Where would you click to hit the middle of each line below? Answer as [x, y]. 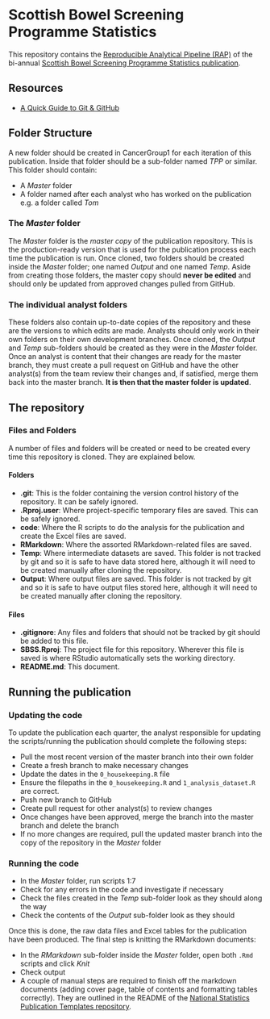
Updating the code [46, 715]
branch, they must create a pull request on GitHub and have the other [124, 365]
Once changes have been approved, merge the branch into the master [137, 816]
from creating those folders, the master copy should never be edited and [130, 275]
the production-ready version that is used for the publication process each [132, 249]
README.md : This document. [70, 666]
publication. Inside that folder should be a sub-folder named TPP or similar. [133, 161]
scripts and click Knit [55, 964]
